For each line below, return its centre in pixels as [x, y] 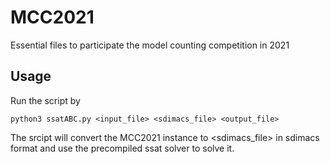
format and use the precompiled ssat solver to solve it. [122, 148]
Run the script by [45, 100]
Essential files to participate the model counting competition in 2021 [150, 45]
